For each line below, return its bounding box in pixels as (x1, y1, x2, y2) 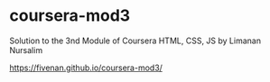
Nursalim (9, 44, 43, 55)
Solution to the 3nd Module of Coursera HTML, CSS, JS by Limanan (9, 35, 262, 46)
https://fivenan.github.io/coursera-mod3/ (9, 62, 163, 73)
